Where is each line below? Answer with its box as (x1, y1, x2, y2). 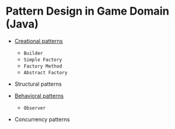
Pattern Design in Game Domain (5, 4, 170, 18)
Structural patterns (14, 80, 62, 88)
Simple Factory (23, 57, 62, 63)
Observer (23, 105, 46, 111)
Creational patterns (14, 37, 63, 44)
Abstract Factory (23, 69, 68, 75)
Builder (23, 50, 43, 56)
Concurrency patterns (14, 116, 70, 123)
